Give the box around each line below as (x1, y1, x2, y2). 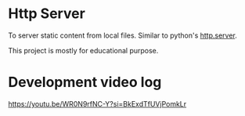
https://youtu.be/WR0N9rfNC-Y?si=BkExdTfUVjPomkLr (8, 99, 187, 108)
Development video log (8, 74, 162, 91)
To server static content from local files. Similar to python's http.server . (8, 31, 237, 40)
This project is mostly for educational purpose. (8, 45, 159, 55)
